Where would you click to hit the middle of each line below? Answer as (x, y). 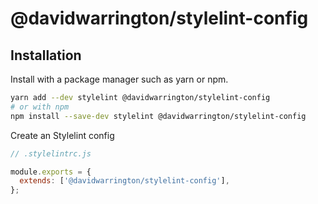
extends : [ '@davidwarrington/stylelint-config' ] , (124, 181)
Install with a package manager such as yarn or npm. (119, 79)
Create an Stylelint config (62, 135)
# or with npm (40, 107)
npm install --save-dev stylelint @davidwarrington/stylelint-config (158, 116)
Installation (46, 55)
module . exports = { (51, 172)
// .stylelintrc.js (51, 153)
